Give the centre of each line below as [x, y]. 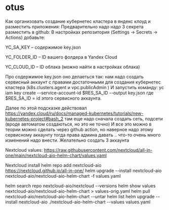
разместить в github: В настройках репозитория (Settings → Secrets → [81, 32]
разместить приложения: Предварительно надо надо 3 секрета [74, 26]
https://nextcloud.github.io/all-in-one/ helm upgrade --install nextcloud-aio [83, 171]
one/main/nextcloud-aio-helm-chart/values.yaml [56, 155]
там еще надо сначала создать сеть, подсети [114, 118]
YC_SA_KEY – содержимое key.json [43, 47]
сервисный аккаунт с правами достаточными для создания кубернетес [83, 82]
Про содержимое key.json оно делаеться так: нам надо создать [75, 76]
